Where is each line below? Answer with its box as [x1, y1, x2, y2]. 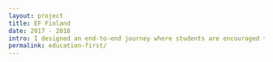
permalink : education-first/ [8, 42, 107, 50]
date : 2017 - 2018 [8, 27, 71, 35]
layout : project [8, 11, 63, 20]
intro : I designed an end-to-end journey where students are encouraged [8, 34, 260, 43]
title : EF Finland [8, 19, 71, 27]
